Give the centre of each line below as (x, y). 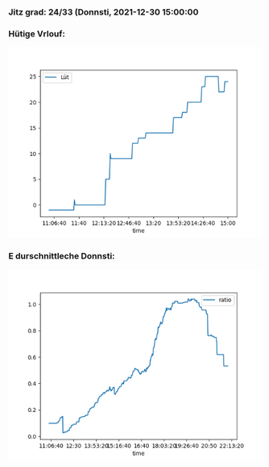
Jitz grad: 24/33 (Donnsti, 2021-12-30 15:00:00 (103, 12)
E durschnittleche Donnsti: (62, 256)
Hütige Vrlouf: (37, 33)
